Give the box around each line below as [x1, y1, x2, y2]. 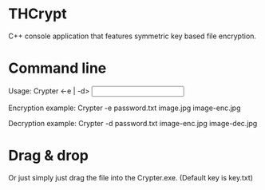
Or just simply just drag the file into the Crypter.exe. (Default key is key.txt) [8, 172, 254, 182]
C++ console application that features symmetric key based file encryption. [8, 31, 257, 41]
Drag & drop [8, 147, 89, 164]
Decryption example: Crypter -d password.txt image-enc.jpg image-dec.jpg [8, 118, 258, 128]
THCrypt [8, 5, 67, 23]
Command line [8, 59, 107, 77]
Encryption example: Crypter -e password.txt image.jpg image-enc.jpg [8, 103, 241, 113]
